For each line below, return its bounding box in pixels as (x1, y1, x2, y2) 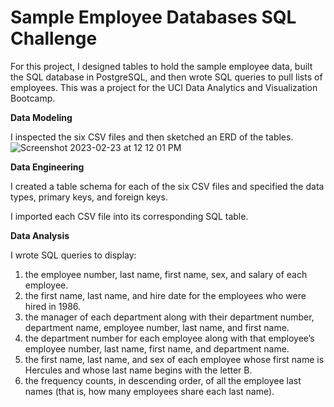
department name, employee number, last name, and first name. (24, 321, 290, 333)
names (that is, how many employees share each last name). (24, 385, 275, 397)
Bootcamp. (10, 92, 56, 104)
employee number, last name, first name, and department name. (24, 342, 290, 355)
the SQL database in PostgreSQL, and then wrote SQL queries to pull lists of (10, 71, 323, 83)
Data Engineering (10, 161, 85, 173)
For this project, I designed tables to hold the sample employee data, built (10, 60, 313, 72)
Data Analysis (10, 229, 70, 241)
